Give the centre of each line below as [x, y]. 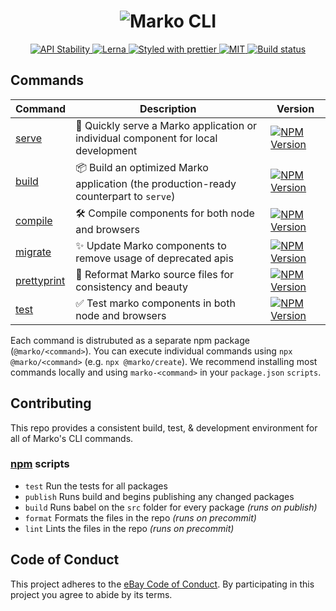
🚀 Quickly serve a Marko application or [166, 125]
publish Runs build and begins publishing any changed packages [159, 496]
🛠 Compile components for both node [165, 213]
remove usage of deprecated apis [154, 258]
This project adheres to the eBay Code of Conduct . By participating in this [162, 584]
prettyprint [40, 280]
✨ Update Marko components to [151, 245]
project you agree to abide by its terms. [91, 594]
